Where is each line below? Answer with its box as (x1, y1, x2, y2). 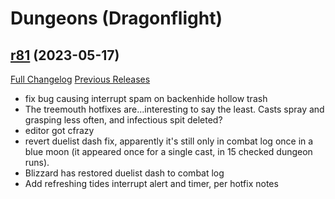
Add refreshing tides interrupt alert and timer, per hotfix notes (24, 178, 279, 189)
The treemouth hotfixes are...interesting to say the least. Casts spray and (24, 103, 325, 115)
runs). (24, 157, 50, 168)
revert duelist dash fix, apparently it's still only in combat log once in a (24, 135, 314, 147)
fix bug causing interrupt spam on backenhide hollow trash (24, 93, 268, 104)
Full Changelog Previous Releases (10, 73, 151, 85)
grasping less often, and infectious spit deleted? (24, 114, 223, 126)
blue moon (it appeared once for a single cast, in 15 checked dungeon (24, 146, 313, 157)
